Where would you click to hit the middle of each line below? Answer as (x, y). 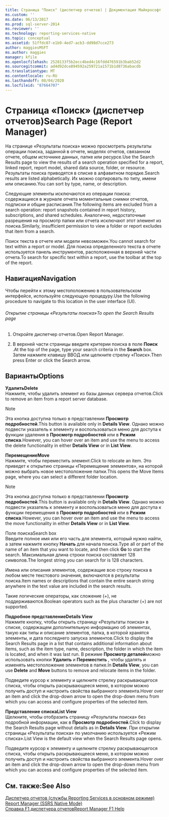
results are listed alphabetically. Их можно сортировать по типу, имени (81, 178)
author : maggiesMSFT (27, 48)
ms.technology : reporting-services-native (50, 33)
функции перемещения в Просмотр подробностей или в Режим (75, 513)
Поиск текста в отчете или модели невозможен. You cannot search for (80, 241)
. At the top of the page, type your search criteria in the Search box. (82, 349)
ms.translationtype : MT (30, 71)
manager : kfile (21, 57)
